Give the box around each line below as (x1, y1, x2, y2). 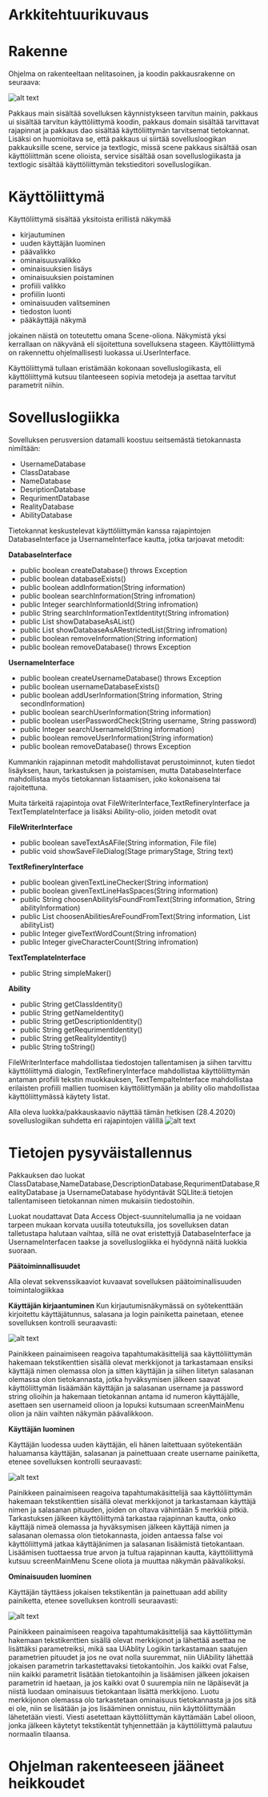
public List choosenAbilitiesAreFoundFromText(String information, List (19, 912, 250, 921)
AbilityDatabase (19, 510, 73, 519)
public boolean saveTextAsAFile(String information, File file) (19, 838, 218, 848)
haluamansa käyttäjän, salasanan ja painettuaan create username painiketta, (8, 1448, 260, 1458)
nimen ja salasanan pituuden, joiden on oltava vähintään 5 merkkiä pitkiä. (8, 1505, 250, 1514)
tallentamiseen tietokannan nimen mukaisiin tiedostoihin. (8, 1196, 194, 1205)
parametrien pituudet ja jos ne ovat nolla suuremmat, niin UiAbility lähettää (8, 1652, 254, 1662)
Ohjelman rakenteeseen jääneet (8, 1758, 225, 1775)
